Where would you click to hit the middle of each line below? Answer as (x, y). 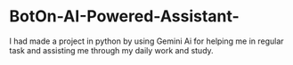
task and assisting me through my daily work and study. (111, 50)
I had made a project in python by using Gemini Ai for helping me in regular (146, 41)
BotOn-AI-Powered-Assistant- (125, 16)
